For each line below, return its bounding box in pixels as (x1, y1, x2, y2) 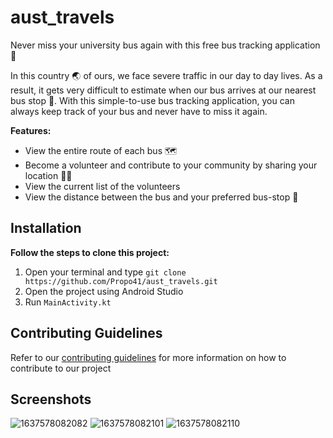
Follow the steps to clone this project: (10, 246, 170, 258)
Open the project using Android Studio (24, 285, 184, 297)
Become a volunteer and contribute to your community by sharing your (24, 159, 318, 171)
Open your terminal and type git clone (24, 266, 187, 278)
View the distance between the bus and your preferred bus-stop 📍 (24, 191, 299, 203)
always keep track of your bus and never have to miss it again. (10, 105, 268, 117)
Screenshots (10, 391, 92, 408)
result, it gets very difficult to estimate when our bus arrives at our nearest (10, 84, 317, 96)
